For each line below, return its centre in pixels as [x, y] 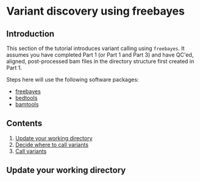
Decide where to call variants [52, 144]
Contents [24, 123]
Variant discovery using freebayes [95, 11]
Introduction [30, 34]
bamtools [27, 104]
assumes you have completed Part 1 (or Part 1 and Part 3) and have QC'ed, [100, 55]
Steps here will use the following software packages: [73, 80]
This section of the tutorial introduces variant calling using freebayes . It [95, 48]
